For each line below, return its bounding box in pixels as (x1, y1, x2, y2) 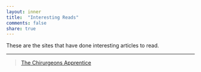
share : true (6, 25, 36, 32)
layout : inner (6, 8, 42, 15)
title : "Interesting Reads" (6, 14, 79, 20)
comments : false (6, 20, 47, 26)
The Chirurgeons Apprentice (20, 59, 92, 67)
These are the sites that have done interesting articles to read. (6, 42, 160, 49)
